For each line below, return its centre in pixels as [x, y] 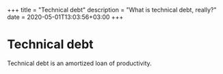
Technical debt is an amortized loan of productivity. [79, 63]
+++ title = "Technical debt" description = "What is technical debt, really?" [112, 10]
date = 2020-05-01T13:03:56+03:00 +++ [65, 17]
